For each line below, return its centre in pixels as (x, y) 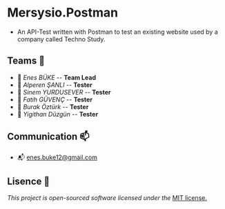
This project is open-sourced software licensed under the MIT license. (107, 198)
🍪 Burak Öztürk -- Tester (53, 107)
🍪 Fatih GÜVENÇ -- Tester (55, 99)
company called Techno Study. (61, 39)
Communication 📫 (48, 137)
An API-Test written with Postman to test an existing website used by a (118, 32)
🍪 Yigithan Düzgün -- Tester (58, 114)
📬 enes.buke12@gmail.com (57, 157)
